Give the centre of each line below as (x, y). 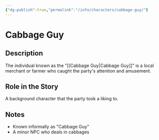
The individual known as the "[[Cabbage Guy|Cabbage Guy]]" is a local (80, 65)
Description (24, 53)
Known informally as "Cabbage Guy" (51, 127)
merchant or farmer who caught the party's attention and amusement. (78, 71)
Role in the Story (32, 87)
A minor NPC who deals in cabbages (51, 132)
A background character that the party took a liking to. (62, 99)
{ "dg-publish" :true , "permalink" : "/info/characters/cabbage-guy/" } (77, 10)
